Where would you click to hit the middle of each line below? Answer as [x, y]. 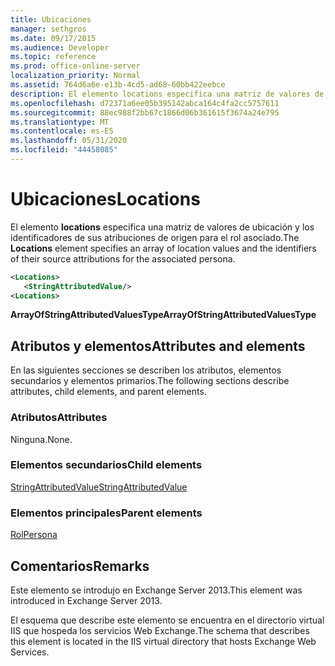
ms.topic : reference [53, 57]
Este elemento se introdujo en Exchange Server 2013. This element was [156, 590]
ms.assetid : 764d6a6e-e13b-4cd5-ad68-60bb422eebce [118, 85]
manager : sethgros [48, 29]
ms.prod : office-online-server [75, 66]
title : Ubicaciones [51, 19]
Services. [30, 652]
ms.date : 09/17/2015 [53, 38]
